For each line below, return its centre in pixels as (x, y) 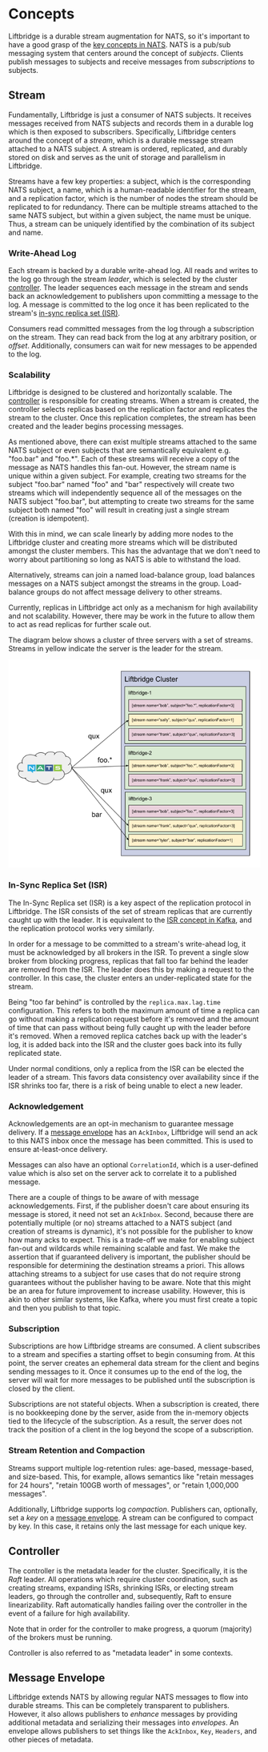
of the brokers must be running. (61, 1637)
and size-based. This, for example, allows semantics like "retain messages (131, 1476)
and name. (26, 232)
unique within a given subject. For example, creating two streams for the (127, 476)
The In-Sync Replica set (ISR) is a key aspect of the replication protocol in (130, 903)
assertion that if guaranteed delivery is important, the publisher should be (129, 1257)
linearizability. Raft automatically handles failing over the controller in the (128, 1605)
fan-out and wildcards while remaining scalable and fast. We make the (124, 1249)
